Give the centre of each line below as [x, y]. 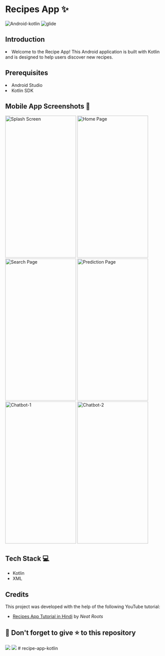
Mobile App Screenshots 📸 [48, 106]
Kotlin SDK [23, 90]
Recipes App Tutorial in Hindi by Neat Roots [58, 616]
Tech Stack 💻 [27, 558]
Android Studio [27, 85]
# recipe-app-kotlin [38, 648]
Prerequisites [27, 73]
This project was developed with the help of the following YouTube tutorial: [83, 607]
